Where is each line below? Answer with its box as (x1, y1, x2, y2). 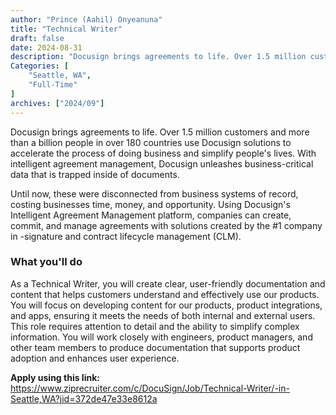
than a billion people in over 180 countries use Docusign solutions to (10, 136, 292, 148)
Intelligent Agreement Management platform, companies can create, (10, 209, 292, 221)
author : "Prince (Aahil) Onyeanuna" (10, 14, 163, 25)
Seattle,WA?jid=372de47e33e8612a (10, 392, 158, 405)
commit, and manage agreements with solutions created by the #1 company (10, 219, 323, 231)
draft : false (10, 33, 65, 43)
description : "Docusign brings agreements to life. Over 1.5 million (10, 52, 307, 62)
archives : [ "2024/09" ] (10, 98, 105, 108)
